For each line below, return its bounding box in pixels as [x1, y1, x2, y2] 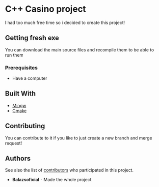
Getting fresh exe [5, 34, 59, 42]
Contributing [5, 122, 45, 130]
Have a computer [12, 75, 48, 81]
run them [5, 52, 24, 58]
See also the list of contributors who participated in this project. [5, 167, 134, 173]
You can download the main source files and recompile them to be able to [5, 47, 154, 52]
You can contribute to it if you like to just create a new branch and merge [5, 135, 152, 140]
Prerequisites [5, 64, 38, 71]
